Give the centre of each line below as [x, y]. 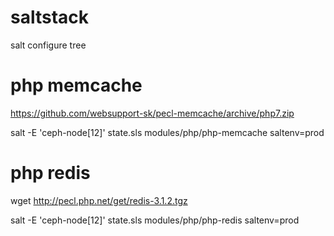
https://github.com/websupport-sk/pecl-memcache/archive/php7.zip [152, 113]
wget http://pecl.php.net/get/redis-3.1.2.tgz [99, 200]
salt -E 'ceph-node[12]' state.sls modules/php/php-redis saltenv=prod [155, 220]
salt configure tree [48, 45]
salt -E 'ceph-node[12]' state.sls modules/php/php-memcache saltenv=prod [167, 132]
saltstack [50, 17]
